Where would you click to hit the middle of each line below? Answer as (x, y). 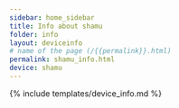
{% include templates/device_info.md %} (86, 93)
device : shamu (36, 68)
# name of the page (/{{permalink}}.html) (90, 51)
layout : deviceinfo (46, 43)
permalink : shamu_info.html (62, 59)
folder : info (34, 34)
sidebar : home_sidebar (52, 18)
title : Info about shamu (56, 26)
